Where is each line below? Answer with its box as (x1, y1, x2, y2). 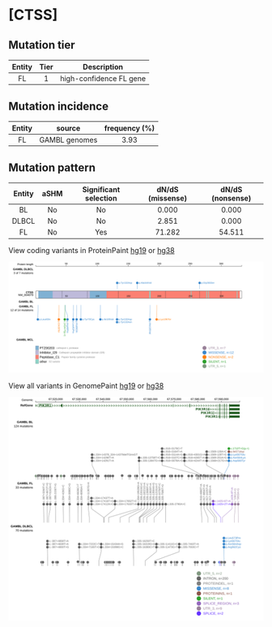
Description (83, 62, 124, 71)
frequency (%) (104, 123, 155, 133)
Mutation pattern (8, 161, 96, 174)
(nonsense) (211, 193, 252, 203)
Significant (82, 184, 121, 194)
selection (84, 193, 117, 203)
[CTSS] (8, 6, 58, 24)
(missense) (148, 193, 188, 203)
